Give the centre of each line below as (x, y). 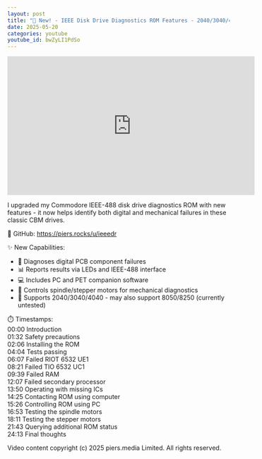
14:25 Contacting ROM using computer (64, 397)
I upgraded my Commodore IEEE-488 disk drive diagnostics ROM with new (117, 205)
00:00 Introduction (35, 329)
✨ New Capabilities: (36, 247)
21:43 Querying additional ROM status (62, 427)
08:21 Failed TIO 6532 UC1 (46, 367)
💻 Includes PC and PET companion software (83, 280)
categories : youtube (38, 33)
